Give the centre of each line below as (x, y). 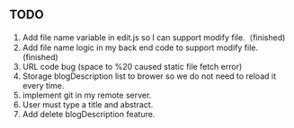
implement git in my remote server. (87, 95)
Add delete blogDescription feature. (89, 114)
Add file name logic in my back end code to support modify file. (140, 47)
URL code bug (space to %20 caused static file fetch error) (132, 66)
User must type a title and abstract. (88, 104)
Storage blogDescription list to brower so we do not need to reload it (149, 76)
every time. (43, 85)
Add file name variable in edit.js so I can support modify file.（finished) (154, 37)
